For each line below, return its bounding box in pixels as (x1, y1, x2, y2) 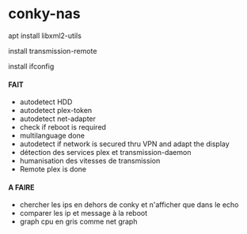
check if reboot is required (19, 123, 107, 132)
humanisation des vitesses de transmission (19, 156, 161, 166)
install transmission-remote (8, 46, 97, 55)
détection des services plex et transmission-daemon (19, 148, 192, 157)
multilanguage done (19, 131, 85, 141)
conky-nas (8, 5, 81, 23)
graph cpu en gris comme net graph (19, 217, 138, 226)
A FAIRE (8, 183, 35, 192)
